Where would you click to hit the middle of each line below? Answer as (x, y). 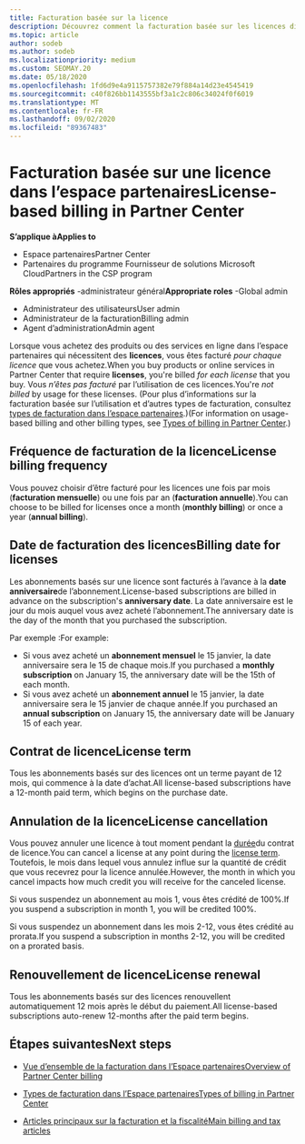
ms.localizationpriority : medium (73, 60)
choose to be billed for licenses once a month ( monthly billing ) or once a (146, 507)
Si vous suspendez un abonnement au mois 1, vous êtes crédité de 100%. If (149, 899)
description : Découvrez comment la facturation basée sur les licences (148, 26)
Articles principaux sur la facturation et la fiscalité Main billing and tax (152, 1120)
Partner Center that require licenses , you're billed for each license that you (150, 375)
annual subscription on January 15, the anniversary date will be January (158, 713)
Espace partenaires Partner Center (87, 254)
